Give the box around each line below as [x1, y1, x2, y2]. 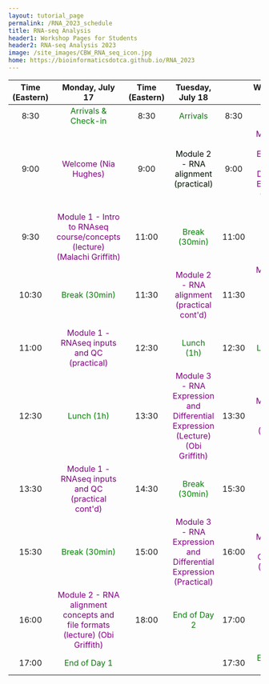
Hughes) [71, 168, 106, 179]
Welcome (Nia [62, 158, 116, 169]
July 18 [179, 91, 209, 102]
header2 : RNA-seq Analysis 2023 [8, 42, 116, 50]
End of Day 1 [63, 657, 114, 668]
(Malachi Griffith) [56, 251, 121, 262]
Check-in [70, 115, 107, 126]
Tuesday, [175, 82, 212, 93]
